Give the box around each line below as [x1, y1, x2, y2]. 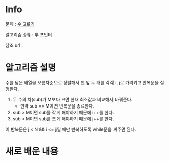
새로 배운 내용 [5, 146, 59, 157]
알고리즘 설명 [5, 62, 57, 74]
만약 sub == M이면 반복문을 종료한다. [20, 102, 94, 109]
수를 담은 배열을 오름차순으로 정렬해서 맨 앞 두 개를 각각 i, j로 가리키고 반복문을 [5, 79, 159, 85]
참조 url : [5, 42, 23, 48]
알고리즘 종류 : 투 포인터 [5, 31, 52, 37]
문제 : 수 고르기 [5, 21, 35, 27]
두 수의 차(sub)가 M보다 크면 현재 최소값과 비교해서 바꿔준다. [12, 96, 133, 102]
